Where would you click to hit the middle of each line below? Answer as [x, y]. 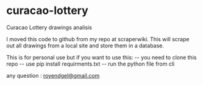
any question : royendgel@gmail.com [53, 75]
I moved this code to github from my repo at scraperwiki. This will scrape [98, 39]
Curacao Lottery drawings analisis [49, 27]
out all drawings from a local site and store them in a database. [85, 46]
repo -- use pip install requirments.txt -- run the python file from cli [91, 64]
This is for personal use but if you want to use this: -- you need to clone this [101, 57]
